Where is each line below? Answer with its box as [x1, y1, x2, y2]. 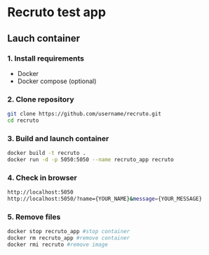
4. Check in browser [7, 173, 77, 182]
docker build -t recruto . [7, 149, 86, 157]
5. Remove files [7, 212, 61, 222]
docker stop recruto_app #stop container [7, 228, 130, 235]
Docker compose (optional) [17, 77, 97, 85]
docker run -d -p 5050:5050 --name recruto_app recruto [7, 156, 174, 163]
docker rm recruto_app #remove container [7, 235, 130, 242]
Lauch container [7, 32, 81, 44]
